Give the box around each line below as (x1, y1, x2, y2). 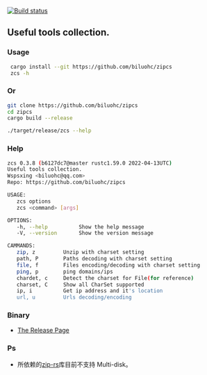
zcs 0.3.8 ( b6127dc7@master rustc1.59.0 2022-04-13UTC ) (7, 160, 172, 167)
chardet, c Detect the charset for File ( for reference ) (16, 274, 194, 281)
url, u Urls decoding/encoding (16, 294, 132, 301)
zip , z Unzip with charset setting (16, 249, 144, 256)
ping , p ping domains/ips (16, 268, 113, 275)
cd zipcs (7, 108, 33, 115)
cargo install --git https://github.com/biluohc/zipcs (10, 63, 172, 70)
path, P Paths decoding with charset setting (16, 256, 172, 262)
